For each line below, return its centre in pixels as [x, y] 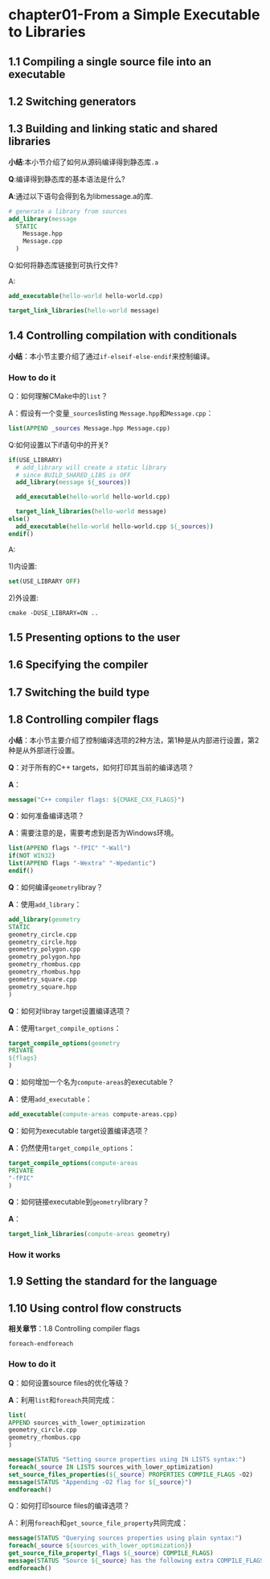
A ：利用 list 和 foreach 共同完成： [63, 1399]
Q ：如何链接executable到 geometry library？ [79, 1202]
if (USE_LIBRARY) [35, 460]
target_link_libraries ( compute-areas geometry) [90, 1234]
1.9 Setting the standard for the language [113, 1281]
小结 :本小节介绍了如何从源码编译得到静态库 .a [84, 162]
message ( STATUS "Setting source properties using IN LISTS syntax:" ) [127, 1460]
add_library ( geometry [45, 920]
